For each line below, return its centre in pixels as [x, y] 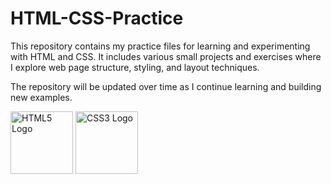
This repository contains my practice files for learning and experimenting [160, 46]
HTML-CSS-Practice [97, 18]
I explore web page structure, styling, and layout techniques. [135, 67]
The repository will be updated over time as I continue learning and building [166, 86]
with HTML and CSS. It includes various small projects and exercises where [166, 56]
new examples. [41, 97]
